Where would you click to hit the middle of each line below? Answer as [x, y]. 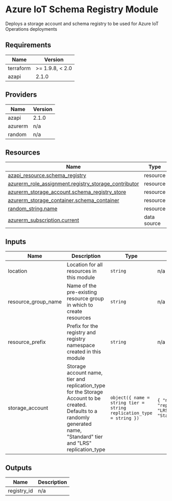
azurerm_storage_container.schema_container [63, 201]
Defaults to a [82, 411]
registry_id [20, 491]
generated [79, 424]
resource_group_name [35, 302]
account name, [85, 373]
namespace [81, 345]
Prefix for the [82, 326]
